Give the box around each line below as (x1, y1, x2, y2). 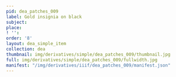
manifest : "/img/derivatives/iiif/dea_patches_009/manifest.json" (6, 62, 171, 68)
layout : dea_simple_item (6, 41, 66, 47)
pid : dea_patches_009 (6, 8, 59, 14)
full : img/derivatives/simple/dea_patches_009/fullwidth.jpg (6, 57, 158, 63)
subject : (6, 19, 27, 25)
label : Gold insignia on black (6, 14, 82, 20)
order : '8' (6, 35, 33, 41)
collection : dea (6, 46, 45, 52)
